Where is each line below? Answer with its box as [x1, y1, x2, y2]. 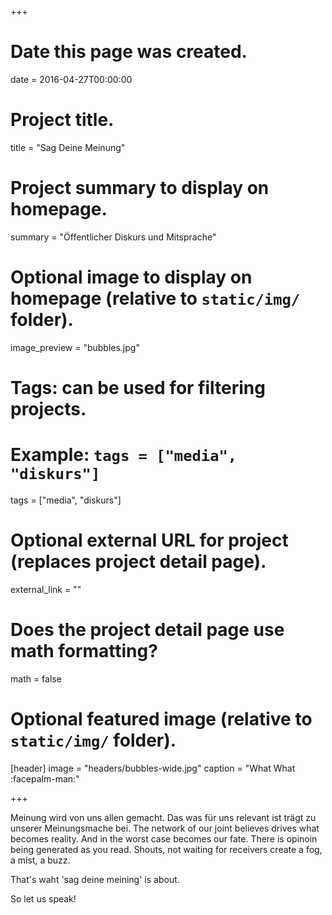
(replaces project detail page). [10, 551, 267, 573]
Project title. [10, 109, 115, 131]
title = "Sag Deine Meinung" [10, 141, 126, 153]
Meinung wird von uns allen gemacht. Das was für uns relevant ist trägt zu [10, 811, 317, 823]
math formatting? [10, 640, 158, 662]
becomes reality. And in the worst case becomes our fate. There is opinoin [10, 832, 318, 845]
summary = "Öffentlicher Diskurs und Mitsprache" [10, 231, 217, 243]
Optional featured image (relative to [10, 707, 313, 730]
